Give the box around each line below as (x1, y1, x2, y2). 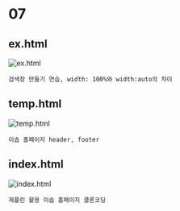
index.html (8, 158, 64, 172)
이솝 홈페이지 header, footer (8, 135, 100, 143)
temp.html (8, 97, 62, 111)
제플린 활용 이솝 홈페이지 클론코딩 (8, 196, 107, 204)
